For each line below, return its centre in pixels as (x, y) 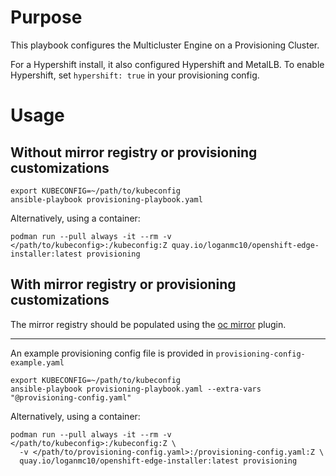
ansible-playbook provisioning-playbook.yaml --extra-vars (136, 389)
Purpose (46, 17)
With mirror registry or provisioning (123, 284)
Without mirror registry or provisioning (134, 152)
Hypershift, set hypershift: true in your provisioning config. (135, 75)
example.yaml (37, 362)
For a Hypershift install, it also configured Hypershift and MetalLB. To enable (167, 64)
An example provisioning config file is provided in (112, 353)
